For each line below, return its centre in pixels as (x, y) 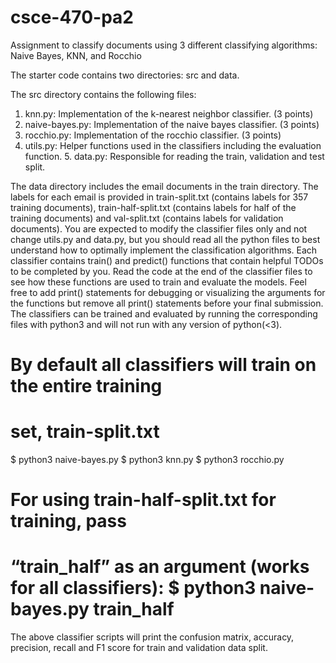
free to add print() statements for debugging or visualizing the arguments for (168, 292)
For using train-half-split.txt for (143, 500)
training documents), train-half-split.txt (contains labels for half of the (153, 207)
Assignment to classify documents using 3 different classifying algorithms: (164, 45)
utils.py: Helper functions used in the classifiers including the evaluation (173, 145)
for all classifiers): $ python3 (133, 588)
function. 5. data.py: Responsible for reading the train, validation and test (174, 156)
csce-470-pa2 (72, 17)
